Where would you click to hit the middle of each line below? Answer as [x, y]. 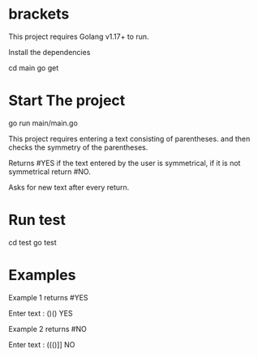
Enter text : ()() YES [41, 313]
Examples [42, 275]
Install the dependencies [49, 52]
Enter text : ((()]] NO [42, 344]
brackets [39, 14]
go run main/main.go [43, 123]
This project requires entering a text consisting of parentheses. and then [129, 138]
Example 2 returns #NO [47, 329]
